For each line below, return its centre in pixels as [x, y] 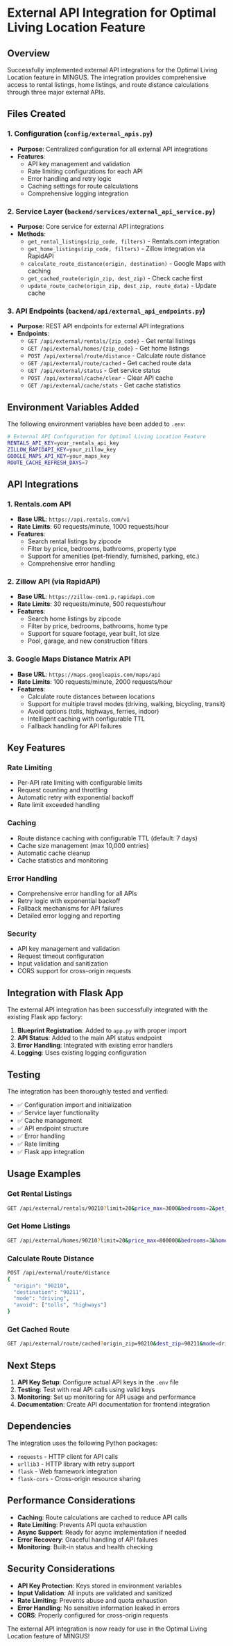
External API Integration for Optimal [112, 13]
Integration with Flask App [65, 993]
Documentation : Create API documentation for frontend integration [113, 1405]
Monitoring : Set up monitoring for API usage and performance [106, 1397]
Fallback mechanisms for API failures [70, 909]
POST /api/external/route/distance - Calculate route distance [117, 355]
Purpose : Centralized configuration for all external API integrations [112, 149]
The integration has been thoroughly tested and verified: [88, 1091]
